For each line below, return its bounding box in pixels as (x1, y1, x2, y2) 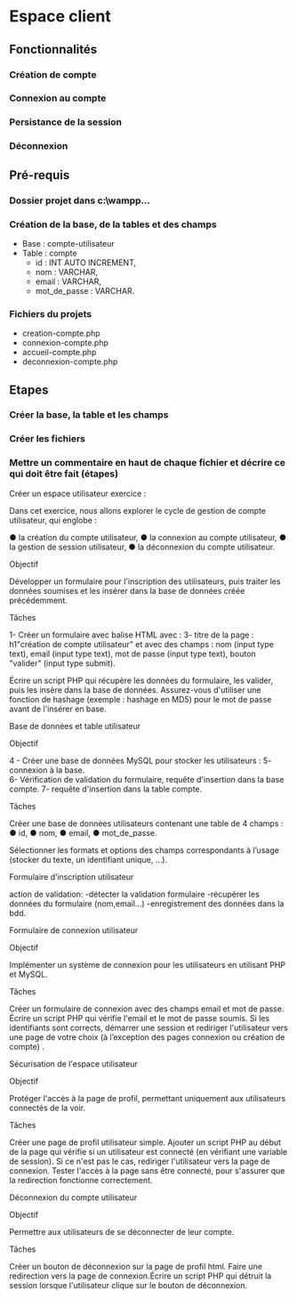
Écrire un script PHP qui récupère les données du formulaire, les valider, (9, 675, 274, 686)
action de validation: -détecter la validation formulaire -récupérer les (9, 889, 260, 899)
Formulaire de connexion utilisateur (9, 924, 139, 936)
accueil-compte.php (21, 347, 97, 358)
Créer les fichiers (9, 433, 86, 445)
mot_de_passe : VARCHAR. (35, 285, 135, 296)
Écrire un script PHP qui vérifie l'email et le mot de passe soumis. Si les (9, 1012, 269, 1023)
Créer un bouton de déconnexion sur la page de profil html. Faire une (9, 1261, 262, 1271)
